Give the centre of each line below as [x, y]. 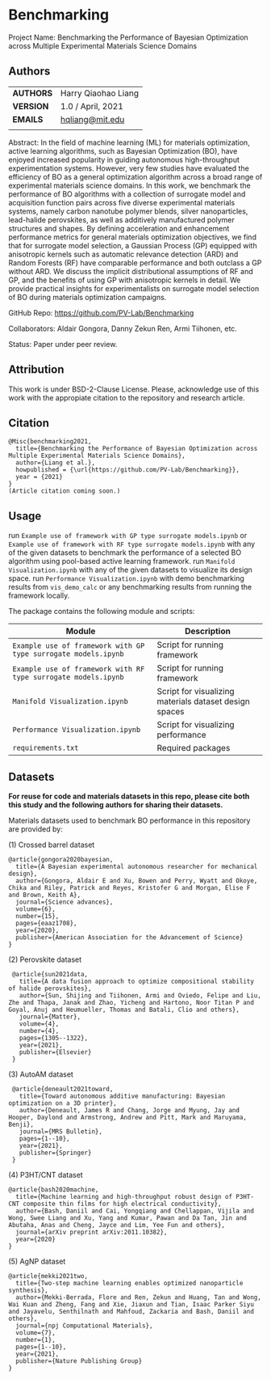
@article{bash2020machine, [54, 1190]
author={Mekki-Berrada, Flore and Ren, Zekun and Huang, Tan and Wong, [139, 1297]
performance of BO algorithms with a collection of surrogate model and [127, 194]
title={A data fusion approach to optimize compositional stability [136, 981]
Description [208, 631]
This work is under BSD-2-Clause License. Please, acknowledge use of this [134, 389]
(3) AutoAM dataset [41, 1074]
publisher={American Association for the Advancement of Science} [129, 938]
